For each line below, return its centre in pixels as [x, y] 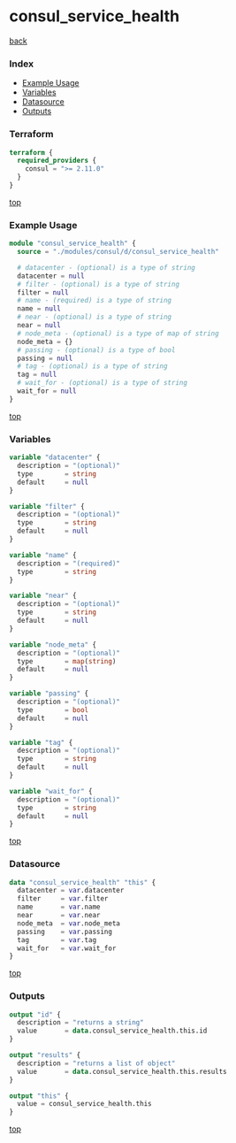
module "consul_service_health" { [73, 244]
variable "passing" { [49, 694]
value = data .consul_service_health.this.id [112, 1031]
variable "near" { [43, 596]
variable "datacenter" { [55, 457]
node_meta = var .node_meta [69, 923]
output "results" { [45, 1055]
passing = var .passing [65, 932]
